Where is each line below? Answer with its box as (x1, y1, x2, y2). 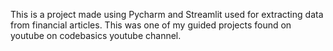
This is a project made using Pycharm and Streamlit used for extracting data (10, 9, 324, 20)
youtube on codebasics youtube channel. (10, 30, 182, 41)
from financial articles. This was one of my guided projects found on (10, 19, 292, 31)
